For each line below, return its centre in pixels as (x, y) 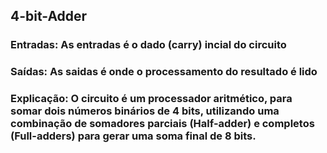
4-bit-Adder (49, 16)
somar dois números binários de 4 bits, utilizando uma (145, 111)
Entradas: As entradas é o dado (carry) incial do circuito (148, 45)
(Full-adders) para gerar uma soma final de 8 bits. (133, 136)
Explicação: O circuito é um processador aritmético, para (151, 99)
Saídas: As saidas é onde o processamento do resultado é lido (164, 72)
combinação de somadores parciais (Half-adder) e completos (162, 124)
